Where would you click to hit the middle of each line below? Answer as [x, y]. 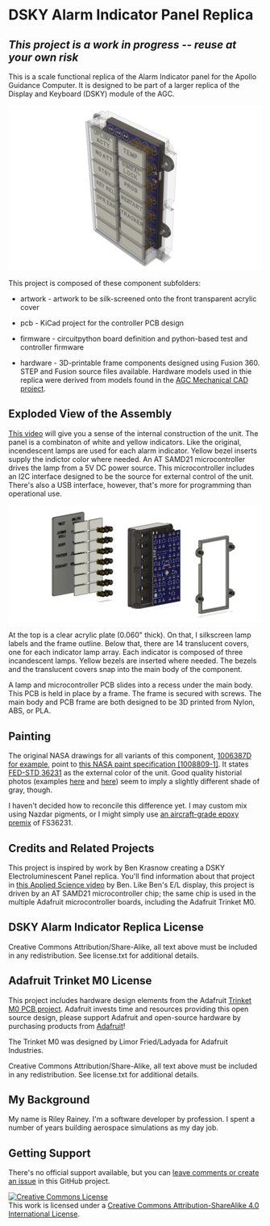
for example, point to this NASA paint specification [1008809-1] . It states [129, 764]
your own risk [44, 57]
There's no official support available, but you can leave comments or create [134, 1173]
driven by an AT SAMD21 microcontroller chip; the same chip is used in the [132, 893]
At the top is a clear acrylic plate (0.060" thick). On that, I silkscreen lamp [130, 635]
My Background [49, 1100]
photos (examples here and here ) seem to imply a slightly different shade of [134, 782]
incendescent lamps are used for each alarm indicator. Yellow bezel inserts [133, 451]
